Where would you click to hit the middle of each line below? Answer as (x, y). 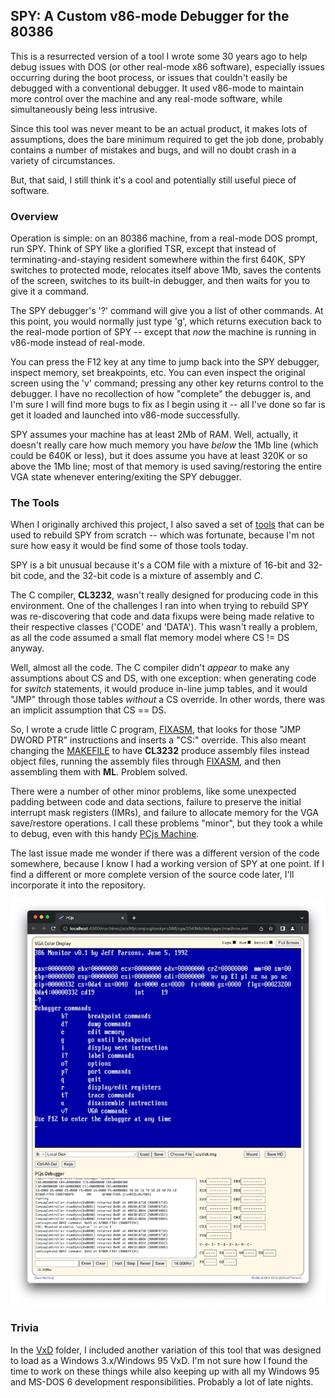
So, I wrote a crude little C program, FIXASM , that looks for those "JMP (156, 730)
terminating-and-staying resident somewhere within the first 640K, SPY (158, 260)
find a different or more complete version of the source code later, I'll (152, 875)
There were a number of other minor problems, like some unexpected (153, 791)
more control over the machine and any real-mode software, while (146, 98)
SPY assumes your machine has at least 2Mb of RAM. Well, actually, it (154, 435)
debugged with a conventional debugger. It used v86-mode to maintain (157, 88)
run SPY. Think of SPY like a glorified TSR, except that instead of (143, 249)
